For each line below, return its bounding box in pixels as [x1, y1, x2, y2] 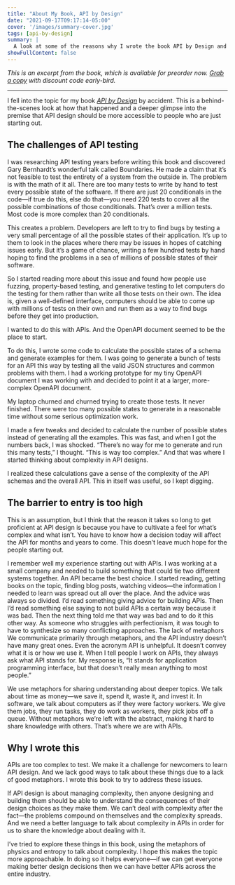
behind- [201, 96, 225, 105]
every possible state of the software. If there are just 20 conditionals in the [7, 187, 222, 196]
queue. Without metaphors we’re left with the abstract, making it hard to [7, 714, 215, 723]
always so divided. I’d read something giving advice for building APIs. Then [7, 596, 224, 604]
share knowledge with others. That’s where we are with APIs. [7, 721, 183, 730]
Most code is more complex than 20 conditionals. [7, 210, 150, 218]
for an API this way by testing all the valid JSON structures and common [7, 361, 215, 369]
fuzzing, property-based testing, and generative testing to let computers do [7, 281, 225, 290]
